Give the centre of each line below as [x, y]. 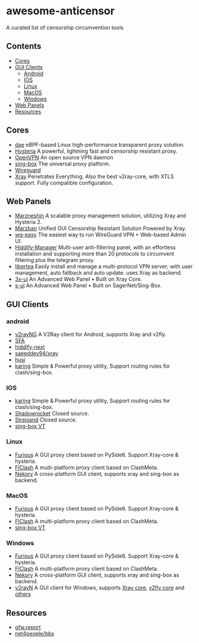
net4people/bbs [35, 633]
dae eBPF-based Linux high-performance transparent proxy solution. [99, 144]
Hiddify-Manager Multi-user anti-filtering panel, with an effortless [95, 247]
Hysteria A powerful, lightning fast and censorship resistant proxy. [96, 151]
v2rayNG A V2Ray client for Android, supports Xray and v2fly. [91, 334]
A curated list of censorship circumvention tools [65, 27]
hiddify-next [30, 347]
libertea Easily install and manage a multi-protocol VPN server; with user [104, 266]
